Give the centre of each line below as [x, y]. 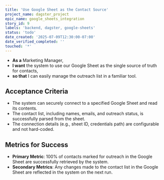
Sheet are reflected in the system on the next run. [62, 172]
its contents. [25, 108]
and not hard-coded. [33, 129]
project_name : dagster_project [37, 14]
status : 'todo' [21, 32]
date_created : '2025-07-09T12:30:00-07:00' [50, 37]
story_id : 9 [17, 23]
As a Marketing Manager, [38, 60]
